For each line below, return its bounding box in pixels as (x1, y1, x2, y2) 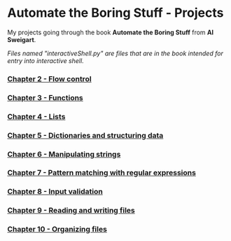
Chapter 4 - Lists (7, 111, 66, 121)
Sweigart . (7, 35, 36, 43)
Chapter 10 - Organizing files (7, 224, 107, 234)
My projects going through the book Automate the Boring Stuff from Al (7, 28, 214, 36)
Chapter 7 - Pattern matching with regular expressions (7, 168, 196, 178)
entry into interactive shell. (7, 56, 84, 64)
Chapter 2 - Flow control (7, 74, 92, 83)
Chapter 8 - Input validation (7, 187, 103, 197)
